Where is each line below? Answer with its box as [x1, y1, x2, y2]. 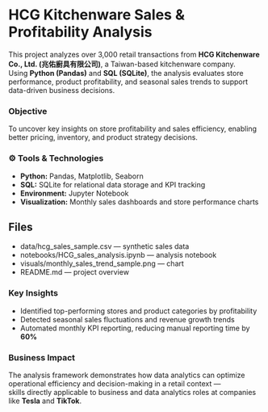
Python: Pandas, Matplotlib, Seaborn [19, 171, 144, 181]
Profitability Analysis [8, 23, 153, 41]
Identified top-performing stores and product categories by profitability [19, 305, 258, 316]
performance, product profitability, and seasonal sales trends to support [8, 77, 249, 86]
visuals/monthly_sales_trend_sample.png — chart [19, 259, 184, 268]
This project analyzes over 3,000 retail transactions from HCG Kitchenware [8, 49, 260, 59]
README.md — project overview [19, 267, 129, 277]
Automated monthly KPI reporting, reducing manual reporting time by [19, 323, 250, 333]
